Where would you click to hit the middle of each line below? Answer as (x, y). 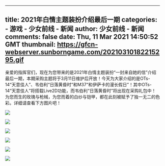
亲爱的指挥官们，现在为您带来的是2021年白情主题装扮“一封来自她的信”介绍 (81, 72)
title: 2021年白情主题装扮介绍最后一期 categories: (81, 20)
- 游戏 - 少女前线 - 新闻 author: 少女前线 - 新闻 (75, 29)
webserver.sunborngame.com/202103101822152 (82, 52)
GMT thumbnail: (30, 45)
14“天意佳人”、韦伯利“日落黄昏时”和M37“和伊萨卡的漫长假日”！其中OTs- (79, 84)
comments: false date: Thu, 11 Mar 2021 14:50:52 (82, 37)
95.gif (14, 60)
